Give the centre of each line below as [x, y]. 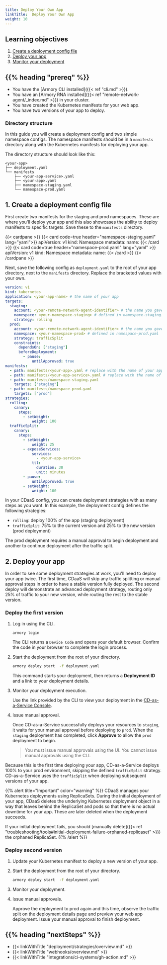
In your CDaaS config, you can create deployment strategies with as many [81, 500]
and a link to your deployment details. [51, 681]
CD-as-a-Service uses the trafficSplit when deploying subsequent [76, 776]
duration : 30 [50, 468]
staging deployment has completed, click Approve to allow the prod [82, 735]
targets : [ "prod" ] [33, 394]
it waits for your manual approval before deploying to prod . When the [83, 730]
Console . [43, 705]
